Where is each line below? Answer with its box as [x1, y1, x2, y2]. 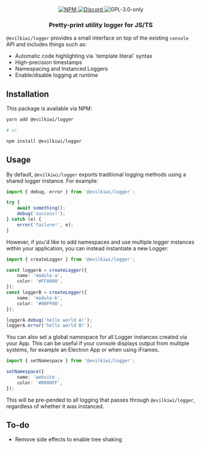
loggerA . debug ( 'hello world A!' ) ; [6, 317, 93, 323]
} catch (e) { [6, 216, 42, 223]
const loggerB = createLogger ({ [6, 289, 87, 296]
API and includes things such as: [6, 41, 87, 48]
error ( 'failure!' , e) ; [17, 221, 74, 228]
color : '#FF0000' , [17, 279, 63, 285]
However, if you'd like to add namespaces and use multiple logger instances [6, 238, 195, 246]
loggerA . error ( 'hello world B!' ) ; [6, 322, 93, 329]
